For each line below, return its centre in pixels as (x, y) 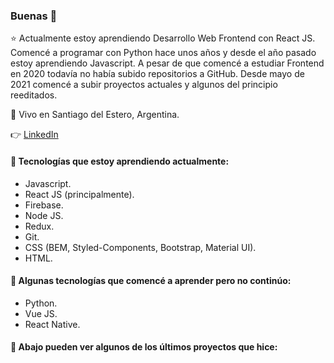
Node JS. (44, 215)
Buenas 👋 (34, 16)
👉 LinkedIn (34, 135)
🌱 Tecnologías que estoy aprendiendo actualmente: (120, 161)
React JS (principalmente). (79, 194)
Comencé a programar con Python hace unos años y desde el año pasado (163, 53)
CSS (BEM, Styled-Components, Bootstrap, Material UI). (140, 247)
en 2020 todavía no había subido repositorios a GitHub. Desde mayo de (157, 74)
